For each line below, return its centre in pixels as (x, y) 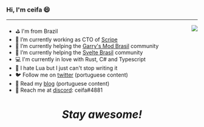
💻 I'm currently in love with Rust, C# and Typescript (80, 60)
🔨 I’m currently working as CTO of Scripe (66, 39)
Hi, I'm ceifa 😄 (28, 10)
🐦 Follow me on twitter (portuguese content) (72, 75)
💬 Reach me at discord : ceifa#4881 (59, 90)
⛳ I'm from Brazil (36, 31)
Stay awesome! (102, 115)
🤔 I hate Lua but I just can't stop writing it (66, 68)
